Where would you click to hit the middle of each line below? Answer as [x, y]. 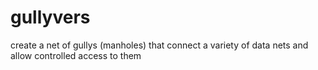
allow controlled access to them [76, 55]
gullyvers [50, 17]
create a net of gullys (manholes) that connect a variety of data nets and [159, 45]
